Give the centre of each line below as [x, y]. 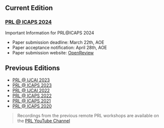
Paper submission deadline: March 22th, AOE [58, 42]
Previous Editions [33, 68]
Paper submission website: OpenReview [53, 52]
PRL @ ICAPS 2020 [32, 106]
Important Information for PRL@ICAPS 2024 [50, 33]
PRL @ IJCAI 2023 [31, 80]
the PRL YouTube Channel [44, 121]
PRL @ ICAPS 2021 [31, 101]
